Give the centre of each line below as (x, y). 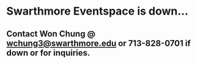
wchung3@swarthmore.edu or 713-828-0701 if (98, 43)
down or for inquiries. (48, 53)
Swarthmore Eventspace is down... (97, 11)
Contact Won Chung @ (51, 34)
